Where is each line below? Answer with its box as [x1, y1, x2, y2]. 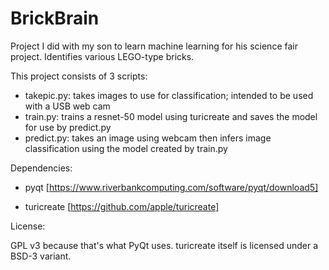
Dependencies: [10, 162, 73, 174]
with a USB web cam [24, 100, 111, 112]
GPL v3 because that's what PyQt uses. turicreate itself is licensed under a [10, 239, 318, 251]
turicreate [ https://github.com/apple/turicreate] [24, 200, 220, 212]
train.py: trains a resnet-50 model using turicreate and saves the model [24, 110, 318, 122]
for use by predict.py [24, 121, 112, 133]
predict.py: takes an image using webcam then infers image [24, 132, 272, 144]
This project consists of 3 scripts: [10, 70, 148, 82]
